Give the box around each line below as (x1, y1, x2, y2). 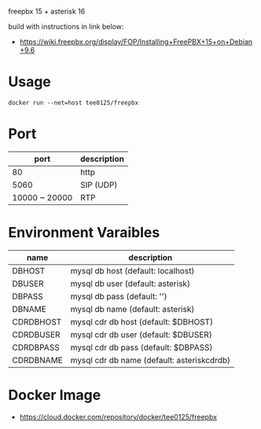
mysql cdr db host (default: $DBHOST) (70, 316, 214, 327)
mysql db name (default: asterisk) (70, 303, 195, 314)
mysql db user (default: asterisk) (70, 278, 191, 289)
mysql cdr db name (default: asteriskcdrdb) (70, 354, 230, 365)
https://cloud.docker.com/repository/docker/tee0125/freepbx (19, 412, 218, 421)
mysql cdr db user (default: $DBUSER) (70, 329, 212, 340)
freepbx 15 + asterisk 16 (8, 7, 86, 16)
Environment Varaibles (8, 224, 160, 242)
